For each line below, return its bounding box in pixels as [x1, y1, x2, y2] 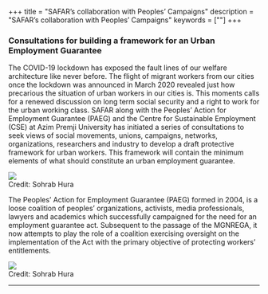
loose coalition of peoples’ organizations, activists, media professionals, [8, 203, 245, 214]
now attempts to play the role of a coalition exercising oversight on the [8, 229, 239, 238]
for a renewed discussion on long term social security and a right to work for [8, 97, 260, 107]
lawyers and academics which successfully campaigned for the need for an [8, 212, 258, 221]
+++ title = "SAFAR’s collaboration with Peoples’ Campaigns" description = [8, 7, 254, 16]
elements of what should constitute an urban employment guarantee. [8, 156, 235, 166]
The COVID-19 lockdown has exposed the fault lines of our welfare [8, 63, 227, 73]
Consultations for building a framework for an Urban [8, 35, 215, 46]
